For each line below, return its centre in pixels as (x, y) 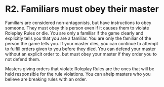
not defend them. (23, 59)
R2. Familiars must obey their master (82, 9)
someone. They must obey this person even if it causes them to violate (77, 28)
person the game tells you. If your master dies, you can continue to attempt (82, 43)
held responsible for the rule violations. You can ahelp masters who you (78, 74)
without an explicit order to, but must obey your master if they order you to (81, 54)
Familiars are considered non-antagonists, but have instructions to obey (78, 23)
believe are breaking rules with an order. (46, 79)
